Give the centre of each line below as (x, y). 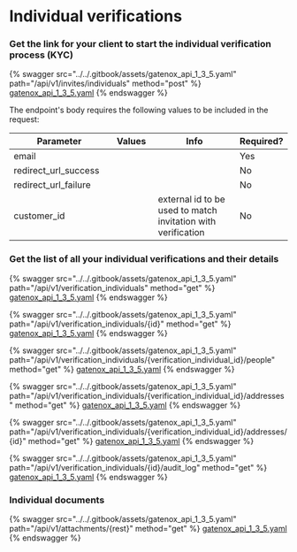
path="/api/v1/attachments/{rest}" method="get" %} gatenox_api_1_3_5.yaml (148, 529)
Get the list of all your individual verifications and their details (144, 259)
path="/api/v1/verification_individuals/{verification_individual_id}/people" (142, 359)
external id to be (191, 199)
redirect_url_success (57, 171)
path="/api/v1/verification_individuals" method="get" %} (112, 287)
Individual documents (57, 500)
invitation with (187, 221)
